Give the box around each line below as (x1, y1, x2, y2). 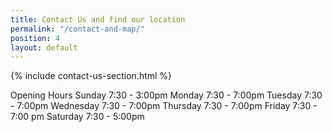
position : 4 (10, 33, 60, 43)
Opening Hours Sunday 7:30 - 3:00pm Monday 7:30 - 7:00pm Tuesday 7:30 (10, 89, 323, 101)
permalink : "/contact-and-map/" (10, 24, 145, 34)
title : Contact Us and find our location (10, 14, 186, 25)
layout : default (10, 42, 78, 53)
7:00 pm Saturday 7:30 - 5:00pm (10, 111, 145, 123)
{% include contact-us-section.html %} (10, 70, 173, 82)
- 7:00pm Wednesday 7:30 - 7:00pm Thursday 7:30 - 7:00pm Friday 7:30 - (10, 100, 318, 112)
